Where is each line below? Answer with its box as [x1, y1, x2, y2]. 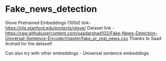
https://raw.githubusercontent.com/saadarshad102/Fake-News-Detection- [5, 30, 158, 36]
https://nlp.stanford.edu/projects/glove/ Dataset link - [5, 25, 115, 30]
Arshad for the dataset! [5, 40, 53, 46]
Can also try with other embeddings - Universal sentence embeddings [5, 50, 149, 56]
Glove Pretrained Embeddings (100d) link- [5, 20, 91, 26]
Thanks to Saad [129, 35, 162, 41]
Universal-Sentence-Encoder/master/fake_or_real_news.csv [5, 35, 128, 41]
